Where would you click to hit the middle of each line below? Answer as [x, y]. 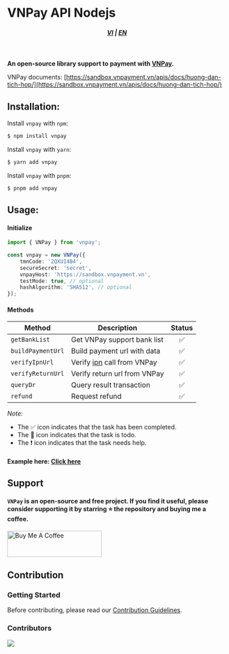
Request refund [96, 397]
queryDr [23, 385]
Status [182, 328]
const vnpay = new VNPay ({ [46, 255]
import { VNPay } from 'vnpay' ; [54, 243]
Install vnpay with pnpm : [39, 175]
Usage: [23, 210]
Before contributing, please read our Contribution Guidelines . [95, 610]
